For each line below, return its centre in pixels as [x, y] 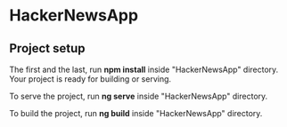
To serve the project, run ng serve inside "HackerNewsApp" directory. [139, 96]
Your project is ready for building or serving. [90, 79]
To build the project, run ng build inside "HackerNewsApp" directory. [136, 113]
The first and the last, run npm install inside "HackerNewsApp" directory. [144, 69]
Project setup [48, 48]
